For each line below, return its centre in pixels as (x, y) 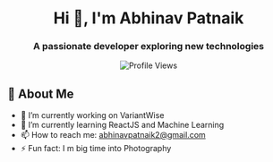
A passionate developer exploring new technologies (149, 47)
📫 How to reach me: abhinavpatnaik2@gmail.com (113, 135)
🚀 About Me (41, 94)
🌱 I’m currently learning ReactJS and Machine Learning (122, 125)
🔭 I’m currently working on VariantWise (92, 115)
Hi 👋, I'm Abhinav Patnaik (149, 18)
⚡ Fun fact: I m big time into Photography (96, 149)
